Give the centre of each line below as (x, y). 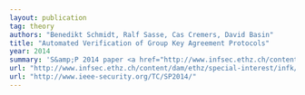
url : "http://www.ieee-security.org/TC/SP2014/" (103, 77)
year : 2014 (30, 52)
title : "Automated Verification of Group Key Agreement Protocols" (140, 43)
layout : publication (49, 18)
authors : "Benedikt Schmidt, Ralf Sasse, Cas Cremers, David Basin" (142, 34)
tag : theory (32, 26)
